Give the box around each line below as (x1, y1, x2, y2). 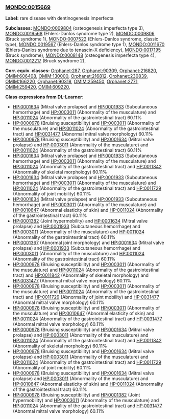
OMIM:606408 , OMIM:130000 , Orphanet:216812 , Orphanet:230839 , (5, 73, 148, 79)
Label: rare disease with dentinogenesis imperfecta (5, 15, 114, 21)
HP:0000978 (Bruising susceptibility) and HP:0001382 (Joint (12, 392, 140, 398)
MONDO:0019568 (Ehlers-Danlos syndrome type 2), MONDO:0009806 (5, 31, 155, 37)
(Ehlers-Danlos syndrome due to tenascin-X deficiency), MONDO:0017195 (5, 47, 161, 53)
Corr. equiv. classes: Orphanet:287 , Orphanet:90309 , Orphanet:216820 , (5, 68, 158, 74)
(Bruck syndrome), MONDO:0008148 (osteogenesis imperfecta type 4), (5, 52, 156, 58)
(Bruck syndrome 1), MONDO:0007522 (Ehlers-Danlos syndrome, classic (5, 36, 159, 42)
